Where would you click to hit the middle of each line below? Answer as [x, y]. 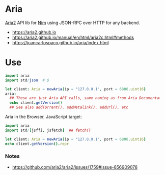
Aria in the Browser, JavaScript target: [43, 117]
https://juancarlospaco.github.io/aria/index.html [60, 42]
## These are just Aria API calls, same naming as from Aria [73, 98]
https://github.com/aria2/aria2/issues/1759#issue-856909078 [75, 167]
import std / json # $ [27, 80]
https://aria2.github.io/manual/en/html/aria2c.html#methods [73, 37]
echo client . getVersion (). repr [37, 144]
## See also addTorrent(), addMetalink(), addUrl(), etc [69, 107]
